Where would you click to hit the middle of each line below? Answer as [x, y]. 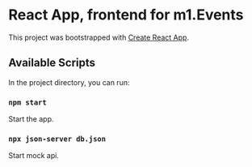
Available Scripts [52, 63]
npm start [27, 102]
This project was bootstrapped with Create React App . [99, 37]
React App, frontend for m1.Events [126, 15]
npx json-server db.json [57, 139]
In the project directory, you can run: [69, 82]
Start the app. [31, 119]
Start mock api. [34, 156]
